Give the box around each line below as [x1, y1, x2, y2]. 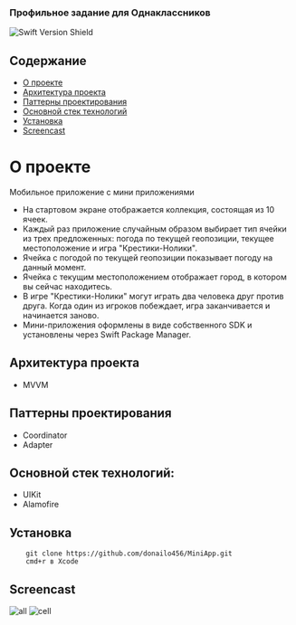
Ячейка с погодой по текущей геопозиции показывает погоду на [22, 252, 273, 263]
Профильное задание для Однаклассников [9, 6, 211, 19]
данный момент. [22, 262, 87, 273]
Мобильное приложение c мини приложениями [9, 187, 195, 198]
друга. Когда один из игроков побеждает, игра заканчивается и [22, 300, 271, 311]
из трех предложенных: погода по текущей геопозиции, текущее [22, 233, 274, 244]
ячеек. [22, 214, 48, 225]
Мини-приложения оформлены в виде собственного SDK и [22, 319, 253, 331]
